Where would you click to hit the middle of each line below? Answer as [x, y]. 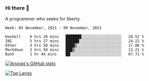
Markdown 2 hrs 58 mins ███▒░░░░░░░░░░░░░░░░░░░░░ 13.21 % [74, 50]
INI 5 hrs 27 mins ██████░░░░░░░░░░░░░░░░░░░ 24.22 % [74, 41]
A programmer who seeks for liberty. [43, 19]
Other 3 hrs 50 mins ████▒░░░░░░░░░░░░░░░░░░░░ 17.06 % [74, 45]
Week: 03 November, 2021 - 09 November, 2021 [53, 28]
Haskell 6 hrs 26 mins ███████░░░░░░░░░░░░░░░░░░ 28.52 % [74, 37]
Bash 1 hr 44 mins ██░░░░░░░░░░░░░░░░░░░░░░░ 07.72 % [74, 54]
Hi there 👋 [17, 8]
